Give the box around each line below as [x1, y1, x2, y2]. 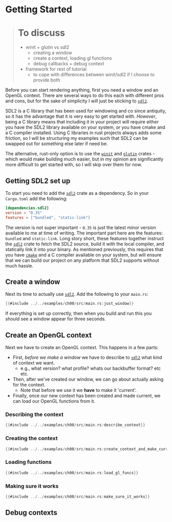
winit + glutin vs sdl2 [25, 44, 70, 50]
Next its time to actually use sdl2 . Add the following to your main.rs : [5, 291, 148, 297]
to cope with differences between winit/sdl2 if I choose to [33, 71, 155, 78]
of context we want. [12, 360, 55, 366]
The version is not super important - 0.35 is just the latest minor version [5, 224, 156, 230]
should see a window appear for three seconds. [5, 316, 106, 322]
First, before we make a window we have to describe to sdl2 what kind [12, 354, 162, 361]
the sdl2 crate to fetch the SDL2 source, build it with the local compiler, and [5, 241, 165, 247]
